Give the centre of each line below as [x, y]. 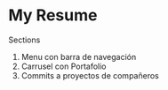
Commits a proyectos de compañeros [90, 75]
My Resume [53, 15]
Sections [24, 40]
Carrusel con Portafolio [64, 66]
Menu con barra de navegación [79, 56]
